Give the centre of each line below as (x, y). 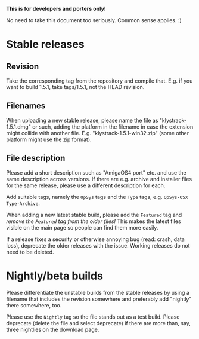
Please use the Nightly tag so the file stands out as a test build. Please (93, 317)
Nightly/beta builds (55, 276)
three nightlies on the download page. (53, 329)
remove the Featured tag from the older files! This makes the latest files (94, 221)
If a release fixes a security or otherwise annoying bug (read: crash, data (95, 239)
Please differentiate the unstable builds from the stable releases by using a (98, 292)
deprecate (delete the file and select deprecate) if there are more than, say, (98, 323)
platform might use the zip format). (49, 139)
